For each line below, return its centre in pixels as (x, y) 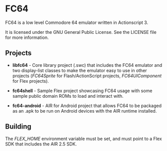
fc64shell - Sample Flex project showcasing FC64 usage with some (82, 91)
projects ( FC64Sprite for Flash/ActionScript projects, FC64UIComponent (87, 76)
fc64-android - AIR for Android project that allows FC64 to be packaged (87, 106)
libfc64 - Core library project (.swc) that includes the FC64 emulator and (87, 65)
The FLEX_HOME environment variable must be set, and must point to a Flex (83, 139)
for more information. (27, 37)
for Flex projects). (30, 81)
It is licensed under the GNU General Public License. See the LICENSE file (81, 32)
